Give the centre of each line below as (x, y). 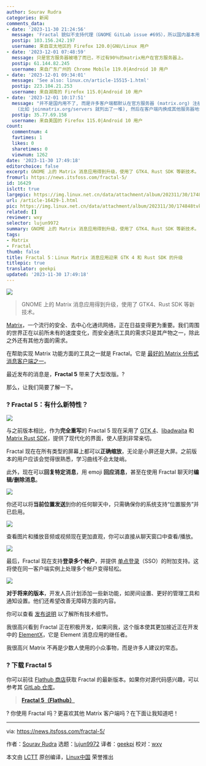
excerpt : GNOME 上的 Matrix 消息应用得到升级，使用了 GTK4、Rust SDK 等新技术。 (103, 172)
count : (15, 126)
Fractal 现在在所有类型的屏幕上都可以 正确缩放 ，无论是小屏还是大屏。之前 (99, 451)
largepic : (19, 195)
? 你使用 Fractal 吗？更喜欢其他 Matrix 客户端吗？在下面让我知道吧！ (93, 713)
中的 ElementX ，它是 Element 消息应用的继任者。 (68, 635)
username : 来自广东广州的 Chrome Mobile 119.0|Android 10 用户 (90, 69)
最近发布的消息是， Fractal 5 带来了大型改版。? (66, 374)
